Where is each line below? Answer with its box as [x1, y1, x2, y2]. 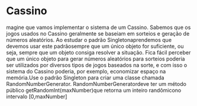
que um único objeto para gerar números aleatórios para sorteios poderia [6, 55, 185, 62]
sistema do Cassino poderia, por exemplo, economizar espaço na [6, 68, 166, 75]
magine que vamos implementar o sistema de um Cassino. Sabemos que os [6, 24, 191, 31]
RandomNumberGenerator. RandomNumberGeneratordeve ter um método [6, 80, 186, 87]
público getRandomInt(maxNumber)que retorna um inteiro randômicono [6, 86, 182, 94]
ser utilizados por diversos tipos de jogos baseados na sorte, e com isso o [6, 61, 188, 69]
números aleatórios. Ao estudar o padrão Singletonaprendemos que [6, 36, 172, 43]
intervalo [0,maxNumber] [6, 93, 67, 100]
